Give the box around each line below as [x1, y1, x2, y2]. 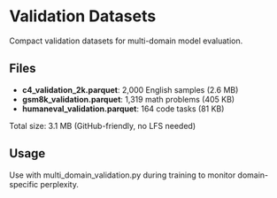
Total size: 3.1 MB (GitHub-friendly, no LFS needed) [9, 120, 196, 131]
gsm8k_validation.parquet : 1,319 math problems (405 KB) [21, 94, 235, 104]
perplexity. [40, 179, 80, 189]
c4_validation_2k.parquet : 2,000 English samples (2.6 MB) [21, 84, 239, 95]
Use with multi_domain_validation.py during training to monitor [9, 170, 236, 180]
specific [9, 179, 39, 189]
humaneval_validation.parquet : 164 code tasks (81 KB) [21, 103, 225, 114]
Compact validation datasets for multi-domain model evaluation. [9, 35, 243, 46]
